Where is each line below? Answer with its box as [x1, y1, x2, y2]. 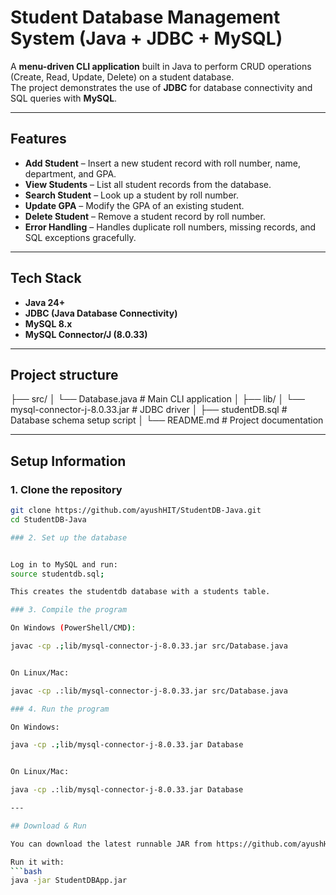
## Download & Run [10, 821, 87, 831]
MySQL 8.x [24, 317, 73, 330]
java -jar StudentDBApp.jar [10, 876, 128, 886]
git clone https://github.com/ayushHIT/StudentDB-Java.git [10, 506, 262, 516]
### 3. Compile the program [10, 605, 128, 615]
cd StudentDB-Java [10, 514, 87, 525]
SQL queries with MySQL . [10, 92, 118, 104]
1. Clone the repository [10, 482, 123, 496]
